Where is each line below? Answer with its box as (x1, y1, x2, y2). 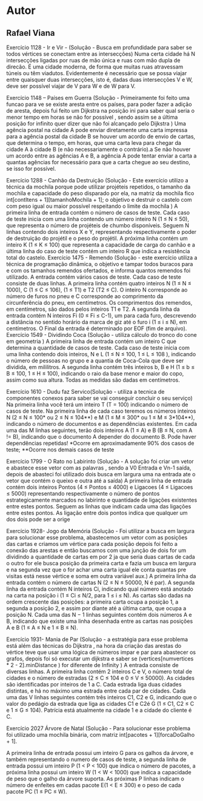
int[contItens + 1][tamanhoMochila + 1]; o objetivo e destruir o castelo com (6, 196, 192, 203)
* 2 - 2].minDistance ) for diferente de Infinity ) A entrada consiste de (6, 662, 179, 668)
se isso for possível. (6, 165, 56, 172)
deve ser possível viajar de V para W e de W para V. (6, 82, 136, 90)
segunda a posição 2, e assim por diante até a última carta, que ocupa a (6, 605, 187, 612)
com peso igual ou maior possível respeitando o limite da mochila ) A (6, 202, 178, 210)
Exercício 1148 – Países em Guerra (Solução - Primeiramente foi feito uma (6, 95, 190, 101)
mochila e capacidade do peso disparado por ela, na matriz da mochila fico (6, 190, 195, 197)
